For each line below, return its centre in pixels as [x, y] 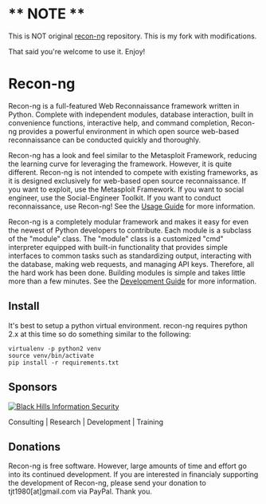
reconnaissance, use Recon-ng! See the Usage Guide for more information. [132, 206]
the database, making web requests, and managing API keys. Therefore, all [131, 264]
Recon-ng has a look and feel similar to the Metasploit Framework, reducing [133, 155]
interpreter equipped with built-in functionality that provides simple [118, 247]
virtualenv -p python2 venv [55, 348]
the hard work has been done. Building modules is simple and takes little [127, 272]
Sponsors [33, 387]
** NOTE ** [47, 14]
